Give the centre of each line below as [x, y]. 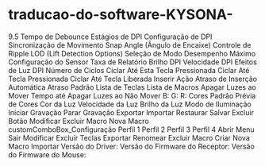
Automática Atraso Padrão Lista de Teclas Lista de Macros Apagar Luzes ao [132, 87]
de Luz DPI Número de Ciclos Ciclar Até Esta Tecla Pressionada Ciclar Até [129, 70]
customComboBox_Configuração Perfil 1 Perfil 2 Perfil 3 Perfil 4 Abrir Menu [132, 129]
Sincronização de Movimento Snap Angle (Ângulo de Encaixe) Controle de [130, 44]
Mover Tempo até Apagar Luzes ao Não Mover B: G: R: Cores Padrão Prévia [132, 95]
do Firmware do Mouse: [47, 154]
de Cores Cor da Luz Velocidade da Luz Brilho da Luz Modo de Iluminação [130, 104]
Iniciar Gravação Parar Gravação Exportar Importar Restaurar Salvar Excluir [131, 112]
